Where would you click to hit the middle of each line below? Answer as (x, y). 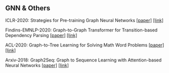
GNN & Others (28, 8)
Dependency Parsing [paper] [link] (41, 35)
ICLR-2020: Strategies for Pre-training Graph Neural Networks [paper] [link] (84, 20)
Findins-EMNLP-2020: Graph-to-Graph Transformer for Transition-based (81, 30)
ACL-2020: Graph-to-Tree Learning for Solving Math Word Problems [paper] (85, 45)
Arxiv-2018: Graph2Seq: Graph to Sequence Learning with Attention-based (83, 60)
